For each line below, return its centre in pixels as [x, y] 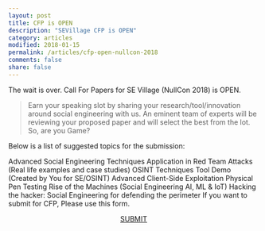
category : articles [41, 38]
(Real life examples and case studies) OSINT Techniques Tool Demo [120, 169]
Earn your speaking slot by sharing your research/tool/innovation [134, 105]
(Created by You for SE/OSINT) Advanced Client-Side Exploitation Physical [131, 178]
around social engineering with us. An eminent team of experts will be [142, 114]
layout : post [30, 15]
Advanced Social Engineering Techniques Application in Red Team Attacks [131, 161]
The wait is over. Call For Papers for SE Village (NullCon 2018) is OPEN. [125, 90]
